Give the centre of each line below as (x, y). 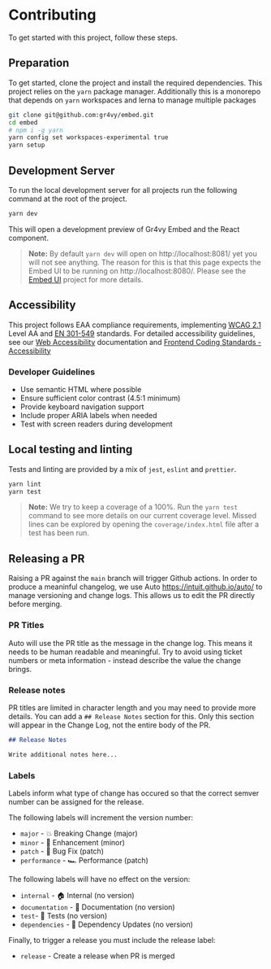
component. (28, 238)
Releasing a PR (47, 559)
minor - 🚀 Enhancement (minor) (73, 842)
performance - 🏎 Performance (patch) (84, 860)
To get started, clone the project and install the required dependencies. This (135, 82)
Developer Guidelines (52, 372)
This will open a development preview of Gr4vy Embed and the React (124, 229)
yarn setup (27, 145)
